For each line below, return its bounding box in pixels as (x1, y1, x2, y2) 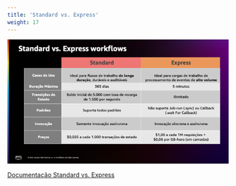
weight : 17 (7, 18, 39, 26)
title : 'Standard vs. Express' (7, 11, 99, 18)
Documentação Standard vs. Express (7, 171, 114, 179)
